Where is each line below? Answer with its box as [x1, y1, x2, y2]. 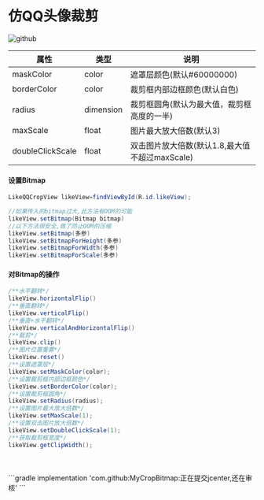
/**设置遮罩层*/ [8, 361, 56, 369]
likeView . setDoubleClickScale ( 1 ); [8, 426, 122, 434]
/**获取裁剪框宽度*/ [8, 434, 68, 442]
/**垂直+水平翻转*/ [8, 317, 65, 324]
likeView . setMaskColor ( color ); [8, 368, 111, 376]
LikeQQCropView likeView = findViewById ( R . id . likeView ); [8, 194, 192, 202]
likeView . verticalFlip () [8, 309, 90, 317]
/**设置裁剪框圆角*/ [8, 390, 68, 398]
